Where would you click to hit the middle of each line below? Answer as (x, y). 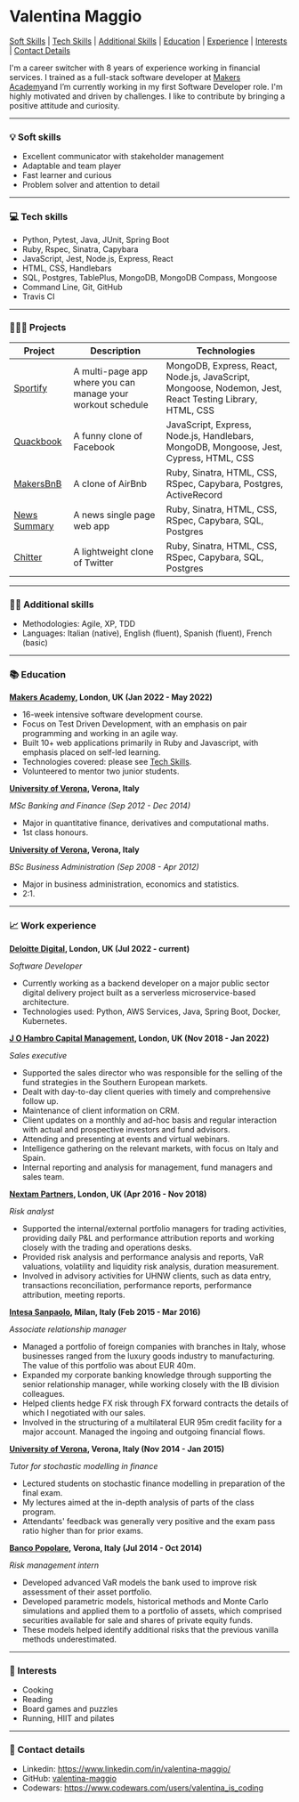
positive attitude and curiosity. (65, 105)
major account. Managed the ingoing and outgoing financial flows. (144, 1432)
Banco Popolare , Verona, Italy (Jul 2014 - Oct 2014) (106, 1547)
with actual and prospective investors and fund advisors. (126, 1129)
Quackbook (38, 441)
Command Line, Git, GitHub (72, 287)
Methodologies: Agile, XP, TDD (79, 624)
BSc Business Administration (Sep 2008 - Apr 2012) (105, 867)
